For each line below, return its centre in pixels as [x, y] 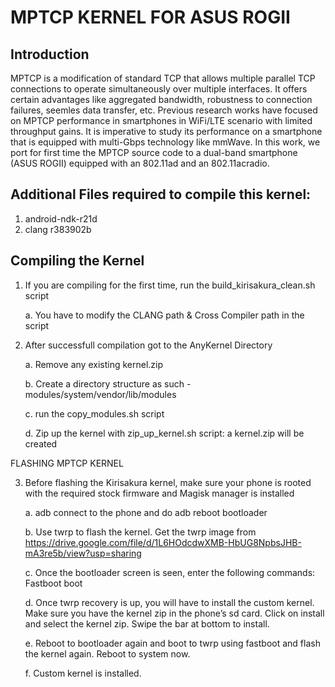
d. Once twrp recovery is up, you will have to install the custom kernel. [169, 602]
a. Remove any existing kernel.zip [94, 364]
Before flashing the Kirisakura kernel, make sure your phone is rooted [168, 482]
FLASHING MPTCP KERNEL [67, 463]
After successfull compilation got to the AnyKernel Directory [148, 345]
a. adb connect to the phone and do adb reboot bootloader [146, 512]
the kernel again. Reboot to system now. [107, 653]
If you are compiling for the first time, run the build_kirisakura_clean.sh [170, 285]
